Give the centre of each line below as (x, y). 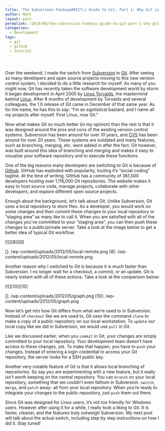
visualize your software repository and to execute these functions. (72, 155)
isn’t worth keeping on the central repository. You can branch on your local (80, 377)
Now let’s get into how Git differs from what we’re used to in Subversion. (78, 311)
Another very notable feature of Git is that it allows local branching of (75, 366)
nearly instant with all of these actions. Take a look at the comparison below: (82, 277)
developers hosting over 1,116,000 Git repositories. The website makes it (78, 181)
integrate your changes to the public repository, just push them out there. (79, 393)
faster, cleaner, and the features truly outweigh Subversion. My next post (79, 413)
